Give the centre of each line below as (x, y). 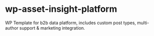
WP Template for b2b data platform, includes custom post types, (71, 23)
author (12, 28)
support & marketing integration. (52, 28)
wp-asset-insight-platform (61, 9)
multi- (143, 23)
